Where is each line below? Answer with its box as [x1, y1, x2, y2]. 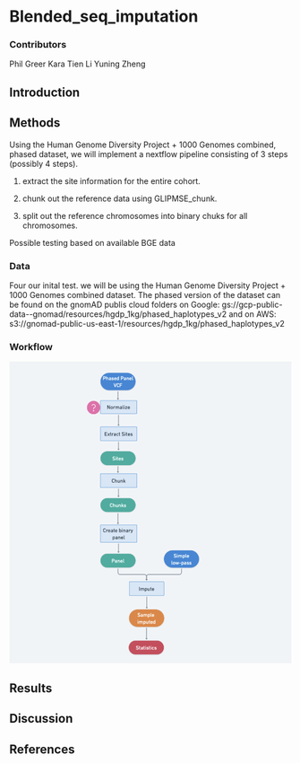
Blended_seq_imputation [9, 6, 199, 27]
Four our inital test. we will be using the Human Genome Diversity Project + [9, 280, 287, 291]
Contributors [9, 39, 67, 51]
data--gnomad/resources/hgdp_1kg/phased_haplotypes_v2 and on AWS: [9, 308, 277, 320]
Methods [9, 115, 61, 131]
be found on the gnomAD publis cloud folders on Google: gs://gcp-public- [9, 299, 283, 310]
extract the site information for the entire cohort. [21, 175, 201, 186]
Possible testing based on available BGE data [9, 237, 176, 248]
